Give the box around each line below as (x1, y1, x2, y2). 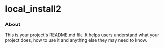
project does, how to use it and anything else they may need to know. (5, 37, 148, 43)
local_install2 (5, 3, 61, 15)
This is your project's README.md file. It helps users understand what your (5, 32, 159, 38)
